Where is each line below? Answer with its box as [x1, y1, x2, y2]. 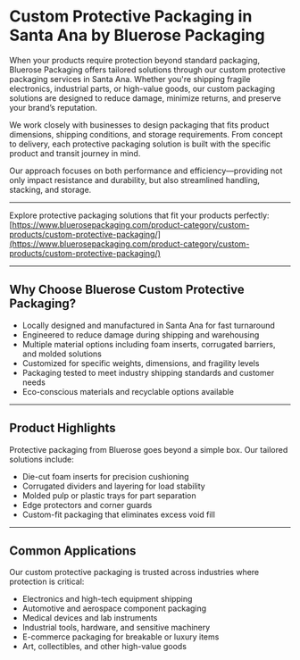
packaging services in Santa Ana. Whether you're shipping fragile [9, 73, 251, 84]
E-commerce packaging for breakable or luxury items [21, 631, 220, 642]
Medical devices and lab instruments [21, 613, 158, 623]
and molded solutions [21, 348, 103, 359]
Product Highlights [9, 421, 116, 436]
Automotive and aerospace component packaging [21, 603, 207, 614]
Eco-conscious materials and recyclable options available [21, 386, 235, 397]
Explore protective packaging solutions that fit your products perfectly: [9, 210, 270, 221]
